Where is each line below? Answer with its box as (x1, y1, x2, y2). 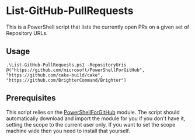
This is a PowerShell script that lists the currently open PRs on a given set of (6, 23, 190, 30)
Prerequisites (6, 93, 56, 103)
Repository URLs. (6, 29, 48, 36)
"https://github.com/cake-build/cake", (6, 72, 103, 78)
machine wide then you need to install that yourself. (6, 127, 130, 134)
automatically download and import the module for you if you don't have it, (6, 115, 186, 122)
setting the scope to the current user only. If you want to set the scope (6, 121, 176, 128)
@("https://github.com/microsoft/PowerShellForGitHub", (6, 67, 145, 73)
